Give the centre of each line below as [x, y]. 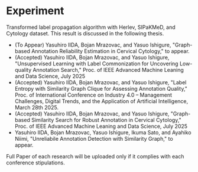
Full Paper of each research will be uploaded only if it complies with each [95, 156]
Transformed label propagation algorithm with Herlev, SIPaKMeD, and [91, 27]
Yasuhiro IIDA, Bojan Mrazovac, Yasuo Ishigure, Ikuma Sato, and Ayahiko [103, 132]
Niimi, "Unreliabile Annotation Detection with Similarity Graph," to [94, 138]
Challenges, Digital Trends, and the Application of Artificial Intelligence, [101, 101]
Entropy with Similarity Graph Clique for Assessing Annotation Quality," [101, 88]
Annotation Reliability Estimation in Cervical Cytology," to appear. [111, 51]
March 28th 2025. [37, 107]
